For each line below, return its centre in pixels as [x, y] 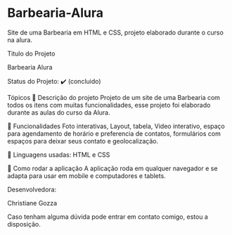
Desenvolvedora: [32, 189]
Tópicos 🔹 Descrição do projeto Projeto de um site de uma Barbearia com [114, 97]
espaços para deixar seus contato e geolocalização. [83, 141]
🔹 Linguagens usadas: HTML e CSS [59, 154]
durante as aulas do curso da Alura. [59, 112]
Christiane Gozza [32, 203]
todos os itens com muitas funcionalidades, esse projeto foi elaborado [109, 105]
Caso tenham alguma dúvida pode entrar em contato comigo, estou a [108, 217]
